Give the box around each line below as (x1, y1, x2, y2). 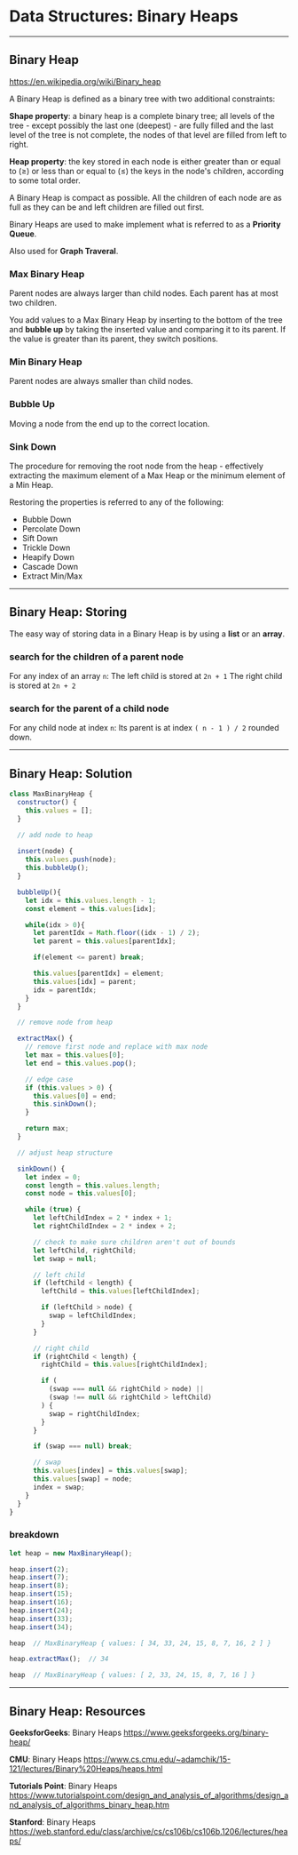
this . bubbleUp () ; (25, 864, 90, 873)
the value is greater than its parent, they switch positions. (9, 333, 219, 344)
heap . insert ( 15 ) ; (9, 1589, 74, 1599)
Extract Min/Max (21, 571, 82, 581)
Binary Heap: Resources (9, 1704, 146, 1719)
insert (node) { (17, 847, 74, 856)
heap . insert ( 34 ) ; (9, 1622, 74, 1632)
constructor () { (17, 798, 77, 807)
